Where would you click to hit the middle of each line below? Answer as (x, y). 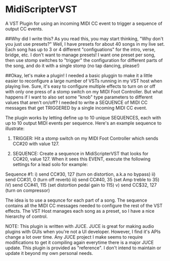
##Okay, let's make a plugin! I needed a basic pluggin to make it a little (79, 75)
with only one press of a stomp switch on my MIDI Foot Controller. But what (84, 91)
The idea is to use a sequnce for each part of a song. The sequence (76, 200)
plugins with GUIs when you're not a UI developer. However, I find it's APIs (83, 232)
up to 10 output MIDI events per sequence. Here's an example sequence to (83, 123)
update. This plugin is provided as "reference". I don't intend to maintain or (83, 248)
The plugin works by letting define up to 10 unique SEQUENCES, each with (83, 117)
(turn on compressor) (28, 190)
